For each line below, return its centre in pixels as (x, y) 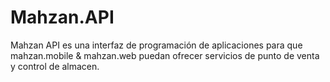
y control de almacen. (55, 66)
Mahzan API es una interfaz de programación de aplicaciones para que (156, 45)
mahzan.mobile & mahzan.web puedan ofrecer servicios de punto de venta (165, 55)
